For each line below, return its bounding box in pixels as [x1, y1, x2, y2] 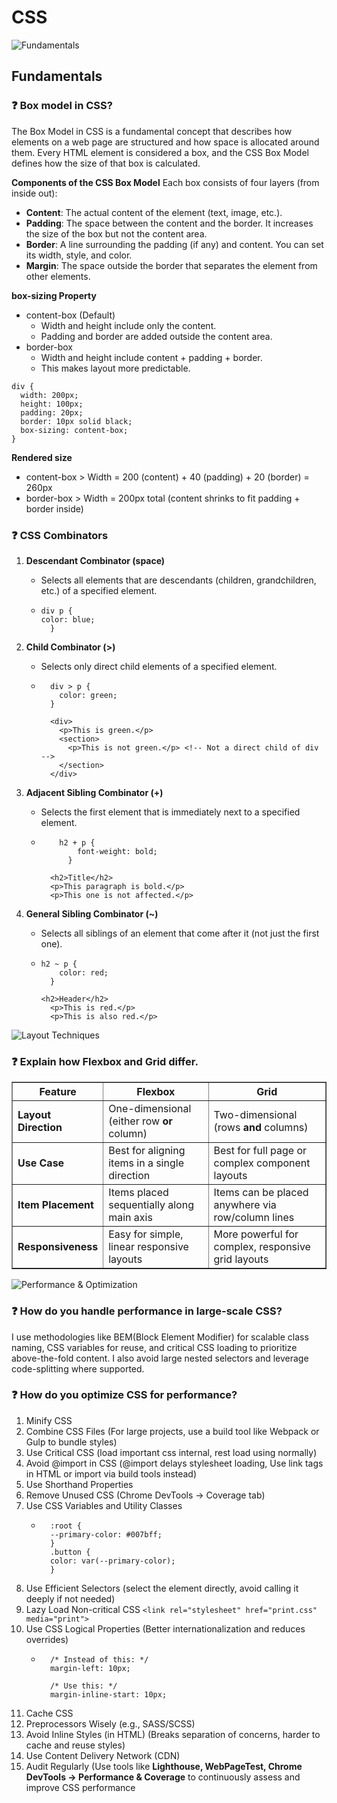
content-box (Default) [25, 309, 116, 321]
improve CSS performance [25, 1781, 136, 1793]
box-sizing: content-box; [20, 425, 129, 435]
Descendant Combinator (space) [25, 554, 166, 566]
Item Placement [17, 1198, 94, 1212]
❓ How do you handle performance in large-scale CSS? [11, 1304, 283, 1318]
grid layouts [213, 1252, 269, 1266]
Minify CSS [25, 1414, 73, 1426]
